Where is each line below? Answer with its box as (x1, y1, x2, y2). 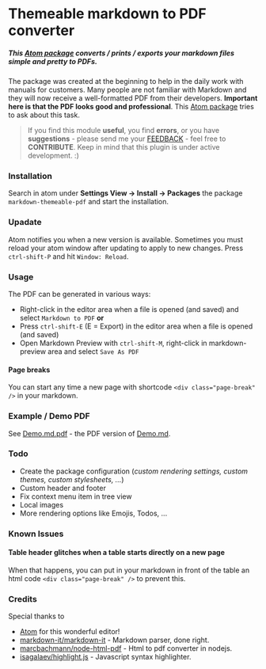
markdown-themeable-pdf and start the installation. (8, 197, 169, 207)
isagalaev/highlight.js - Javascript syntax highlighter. (19, 652, 192, 662)
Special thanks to (8, 611, 65, 621)
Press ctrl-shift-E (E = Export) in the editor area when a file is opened (19, 321, 253, 331)
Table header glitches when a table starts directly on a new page (8, 548, 226, 557)
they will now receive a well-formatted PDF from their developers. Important (8, 93, 258, 103)
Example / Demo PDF (8, 411, 90, 422)
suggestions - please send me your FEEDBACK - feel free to (27, 134, 226, 143)
